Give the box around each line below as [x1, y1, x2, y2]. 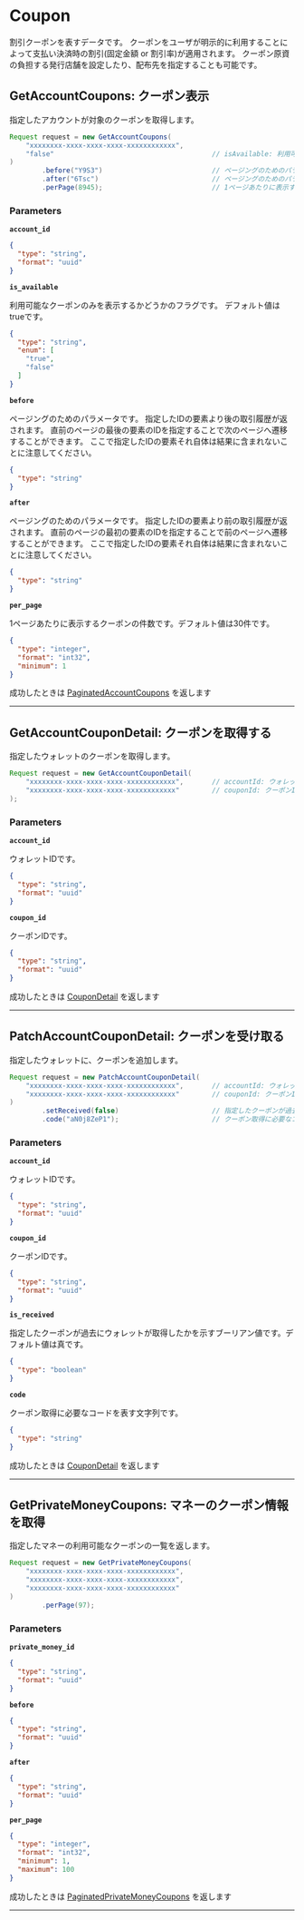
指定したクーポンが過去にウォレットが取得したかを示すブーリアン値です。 [9, 1327, 287, 1338]
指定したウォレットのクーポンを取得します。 [9, 750, 176, 762]
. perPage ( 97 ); [42, 1601, 95, 1610]
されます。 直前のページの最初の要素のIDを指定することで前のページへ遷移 [9, 527, 288, 538]
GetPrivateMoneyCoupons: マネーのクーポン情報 [9, 1498, 290, 1513]
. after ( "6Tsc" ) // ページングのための [42, 174, 285, 184]
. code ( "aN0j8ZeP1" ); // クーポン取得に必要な [42, 1115, 292, 1124]
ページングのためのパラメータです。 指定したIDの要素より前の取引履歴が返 [9, 515, 288, 526]
